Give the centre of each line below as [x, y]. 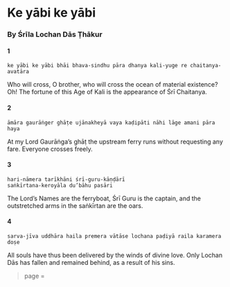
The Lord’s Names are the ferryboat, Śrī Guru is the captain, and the [104, 198]
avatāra [18, 72]
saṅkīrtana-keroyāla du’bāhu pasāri [60, 185]
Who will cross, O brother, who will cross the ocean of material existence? [113, 85]
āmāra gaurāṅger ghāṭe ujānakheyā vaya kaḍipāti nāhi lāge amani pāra [111, 123]
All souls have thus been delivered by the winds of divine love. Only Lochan [115, 255]
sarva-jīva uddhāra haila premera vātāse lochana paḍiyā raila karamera [114, 236]
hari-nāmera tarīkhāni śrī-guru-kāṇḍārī [67, 179]
